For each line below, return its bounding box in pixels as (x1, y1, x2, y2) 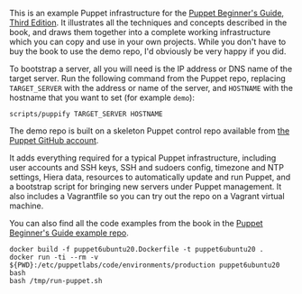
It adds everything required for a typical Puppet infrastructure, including (9, 152, 277, 163)
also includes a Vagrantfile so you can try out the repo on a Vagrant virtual (9, 191, 286, 201)
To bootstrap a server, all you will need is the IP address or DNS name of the (9, 63, 293, 74)
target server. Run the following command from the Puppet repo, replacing (9, 73, 286, 84)
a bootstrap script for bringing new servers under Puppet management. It (9, 181, 282, 192)
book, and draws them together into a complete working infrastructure (9, 27, 271, 37)
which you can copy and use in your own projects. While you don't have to (9, 36, 287, 47)
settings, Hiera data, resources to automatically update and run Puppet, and (9, 171, 291, 182)
